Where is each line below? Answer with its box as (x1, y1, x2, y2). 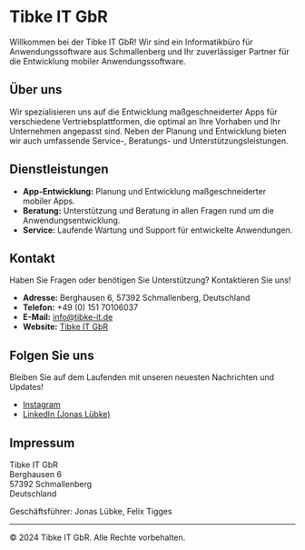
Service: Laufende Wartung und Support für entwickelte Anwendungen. (22, 225, 293, 235)
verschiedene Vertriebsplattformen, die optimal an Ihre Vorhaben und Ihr (9, 115, 281, 126)
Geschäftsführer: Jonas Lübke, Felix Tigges (9, 506, 172, 516)
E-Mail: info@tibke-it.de (22, 312, 113, 323)
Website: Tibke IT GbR (22, 321, 109, 333)
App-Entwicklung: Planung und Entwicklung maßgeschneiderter (22, 185, 266, 196)
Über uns (9, 82, 63, 97)
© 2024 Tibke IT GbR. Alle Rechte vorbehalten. (9, 532, 186, 543)
